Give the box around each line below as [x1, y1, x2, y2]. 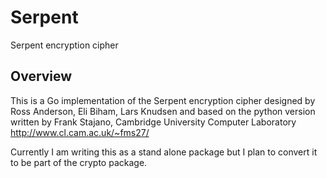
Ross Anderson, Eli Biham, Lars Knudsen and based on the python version [10, 105, 316, 117]
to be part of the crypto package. [10, 156, 148, 168]
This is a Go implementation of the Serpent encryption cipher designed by [10, 94, 316, 106]
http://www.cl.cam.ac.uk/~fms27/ [10, 126, 150, 138]
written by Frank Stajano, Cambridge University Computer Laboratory [10, 116, 297, 128]
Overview [10, 68, 73, 85]
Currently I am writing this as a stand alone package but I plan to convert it [10, 146, 318, 158]
